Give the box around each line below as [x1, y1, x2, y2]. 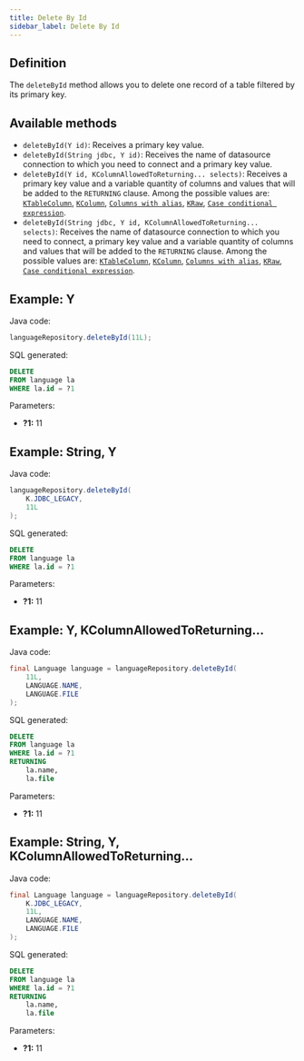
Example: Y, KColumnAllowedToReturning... [9, 622, 265, 638]
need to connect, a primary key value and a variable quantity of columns [22, 236, 294, 247]
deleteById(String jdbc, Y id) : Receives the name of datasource [22, 149, 271, 160]
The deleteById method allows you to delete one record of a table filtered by [9, 79, 295, 91]
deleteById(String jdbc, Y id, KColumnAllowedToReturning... [22, 219, 260, 228]
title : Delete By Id [9, 13, 88, 23]
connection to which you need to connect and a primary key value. [22, 159, 273, 170]
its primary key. [9, 89, 67, 100]
